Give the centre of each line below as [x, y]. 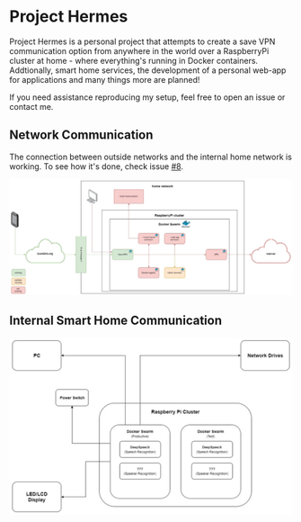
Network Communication [81, 135]
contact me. [31, 106]
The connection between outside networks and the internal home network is [150, 157]
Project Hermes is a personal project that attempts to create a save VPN [142, 41]
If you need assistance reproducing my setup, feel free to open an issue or [147, 97]
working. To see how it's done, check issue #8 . [97, 166]
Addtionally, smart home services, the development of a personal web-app [148, 70]
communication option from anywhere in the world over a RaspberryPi [139, 50]
